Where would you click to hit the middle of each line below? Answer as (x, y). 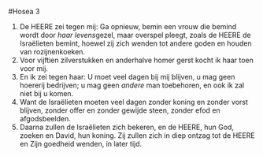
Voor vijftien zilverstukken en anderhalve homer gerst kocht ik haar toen (137, 60)
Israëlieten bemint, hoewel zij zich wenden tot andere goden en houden (135, 43)
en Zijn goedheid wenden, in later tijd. (81, 144)
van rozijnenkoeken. (52, 52)
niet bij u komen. (46, 93)
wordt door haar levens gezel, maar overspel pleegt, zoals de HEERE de (135, 35)
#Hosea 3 (24, 11)
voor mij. (34, 69)
